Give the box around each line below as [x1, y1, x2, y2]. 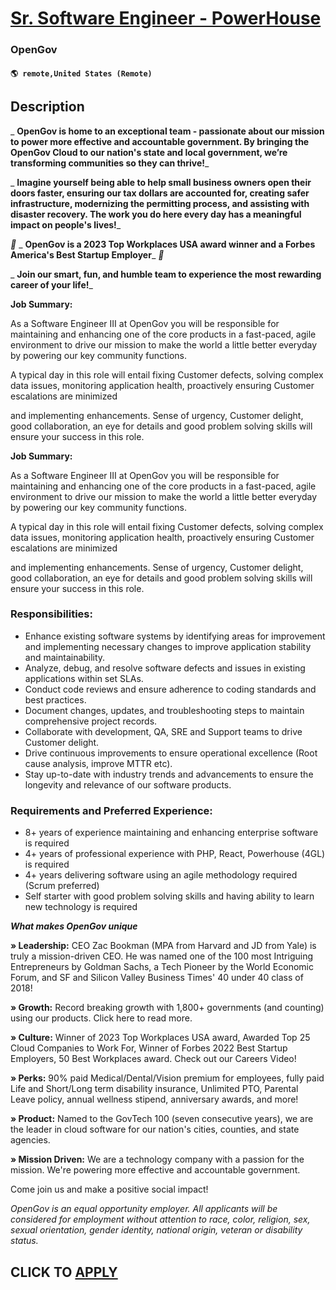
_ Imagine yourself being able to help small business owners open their [10, 176, 312, 188]
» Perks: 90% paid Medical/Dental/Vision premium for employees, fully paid [10, 1072, 325, 1084]
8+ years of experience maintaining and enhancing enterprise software [24, 827, 319, 839]
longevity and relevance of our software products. [24, 778, 232, 791]
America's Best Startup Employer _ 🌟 [10, 248, 165, 261]
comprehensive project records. [24, 715, 158, 727]
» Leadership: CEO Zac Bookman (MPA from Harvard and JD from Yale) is [10, 940, 317, 952]
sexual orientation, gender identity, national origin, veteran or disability [10, 1224, 303, 1236]
